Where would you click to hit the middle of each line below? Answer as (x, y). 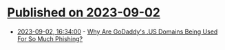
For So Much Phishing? (50, 38)
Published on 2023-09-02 (84, 13)
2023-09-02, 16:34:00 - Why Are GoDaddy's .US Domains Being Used (117, 32)
